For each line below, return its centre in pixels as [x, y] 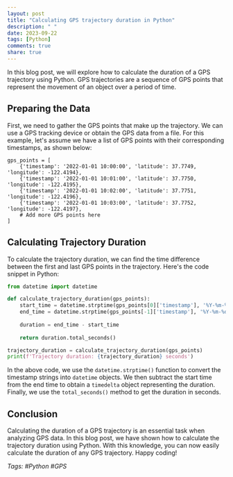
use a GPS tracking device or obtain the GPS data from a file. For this [106, 133]
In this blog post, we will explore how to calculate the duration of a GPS [109, 72]
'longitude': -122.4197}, [44, 209]
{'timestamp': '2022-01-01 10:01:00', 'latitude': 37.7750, [108, 178]
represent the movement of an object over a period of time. [92, 87]
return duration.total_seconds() [68, 337]
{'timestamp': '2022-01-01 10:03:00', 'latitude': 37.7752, [108, 203]
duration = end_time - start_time [69, 325]
